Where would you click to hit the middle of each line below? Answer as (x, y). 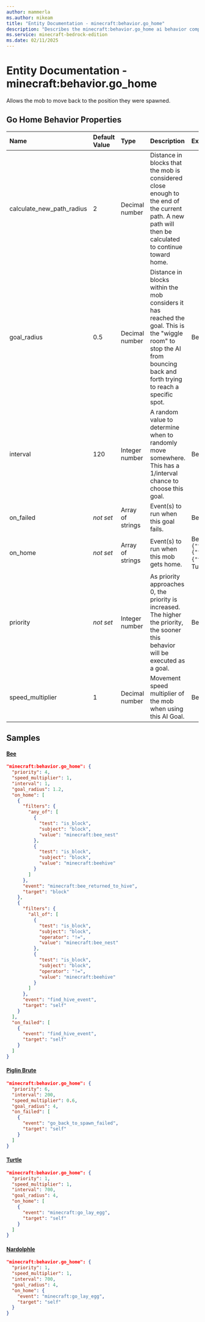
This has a (165, 466)
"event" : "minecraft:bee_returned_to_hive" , (80, 886)
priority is (164, 599)
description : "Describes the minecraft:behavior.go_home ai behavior (97, 29)
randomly (164, 442)
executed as (167, 660)
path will (162, 224)
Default (104, 137)
